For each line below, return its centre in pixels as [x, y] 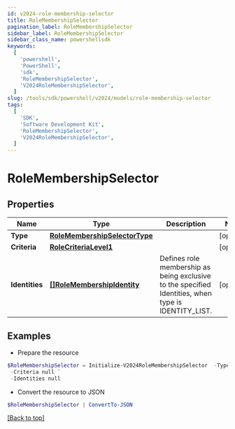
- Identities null [35, 379]
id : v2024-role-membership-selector [60, 14]
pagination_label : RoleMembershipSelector [70, 27]
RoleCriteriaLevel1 [81, 247]
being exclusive [185, 276]
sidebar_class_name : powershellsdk [59, 40]
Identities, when [186, 293]
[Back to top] [26, 418]
